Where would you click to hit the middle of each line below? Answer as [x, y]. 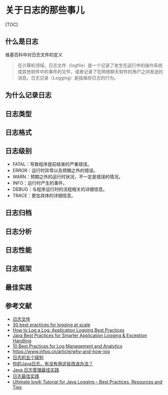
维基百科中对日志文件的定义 [34, 54]
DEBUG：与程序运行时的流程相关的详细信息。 [60, 189]
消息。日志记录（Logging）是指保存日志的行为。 [68, 78]
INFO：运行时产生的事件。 [40, 183]
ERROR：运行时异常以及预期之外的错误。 [55, 170]
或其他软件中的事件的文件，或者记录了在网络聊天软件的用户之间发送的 [90, 71]
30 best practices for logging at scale [51, 325]
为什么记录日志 [28, 95]
